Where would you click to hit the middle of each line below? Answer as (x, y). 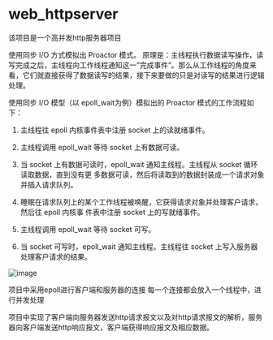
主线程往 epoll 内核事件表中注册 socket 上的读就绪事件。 (115, 130)
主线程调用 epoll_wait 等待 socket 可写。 (88, 229)
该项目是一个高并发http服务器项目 (65, 37)
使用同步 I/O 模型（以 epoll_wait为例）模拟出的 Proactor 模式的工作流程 (128, 102)
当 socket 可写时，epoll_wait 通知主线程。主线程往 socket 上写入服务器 (139, 246)
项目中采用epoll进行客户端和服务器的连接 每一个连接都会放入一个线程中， (131, 290)
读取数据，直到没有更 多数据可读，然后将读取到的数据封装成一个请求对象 (142, 174)
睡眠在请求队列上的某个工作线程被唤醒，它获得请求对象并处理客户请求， (141, 202)
